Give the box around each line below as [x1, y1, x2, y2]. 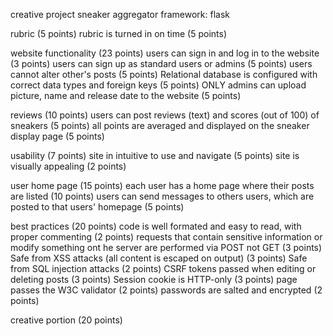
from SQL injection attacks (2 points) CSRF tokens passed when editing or [10, 263, 317, 274]
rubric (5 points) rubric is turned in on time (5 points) [10, 28, 228, 39]
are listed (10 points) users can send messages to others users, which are [10, 190, 315, 202]
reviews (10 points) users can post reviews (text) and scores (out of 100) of [10, 109, 320, 121]
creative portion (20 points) [10, 314, 123, 326]
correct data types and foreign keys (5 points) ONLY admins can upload [10, 79, 307, 91]
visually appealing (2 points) [10, 160, 127, 172]
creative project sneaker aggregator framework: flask [10, 9, 230, 20]
